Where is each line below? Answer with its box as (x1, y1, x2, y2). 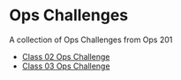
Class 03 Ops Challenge (21, 61, 110, 71)
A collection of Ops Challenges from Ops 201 (9, 34, 173, 45)
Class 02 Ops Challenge (21, 51, 110, 62)
